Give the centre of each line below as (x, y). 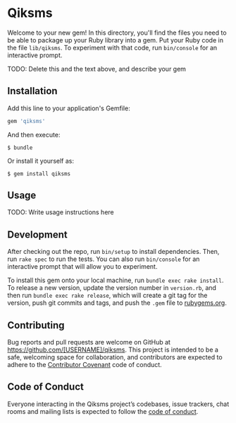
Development (38, 234)
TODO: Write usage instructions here (61, 212)
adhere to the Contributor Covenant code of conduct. (85, 365)
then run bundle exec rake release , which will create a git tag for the (107, 296)
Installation (32, 91)
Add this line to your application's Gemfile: (69, 108)
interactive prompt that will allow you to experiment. (82, 267)
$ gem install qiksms (39, 174)
